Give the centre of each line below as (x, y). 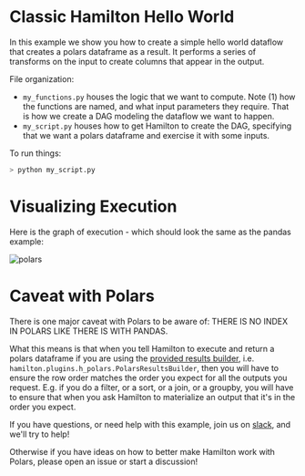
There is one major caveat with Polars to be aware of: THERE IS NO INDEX (149, 321)
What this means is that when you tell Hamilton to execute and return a (142, 348)
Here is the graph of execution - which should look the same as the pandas (150, 232)
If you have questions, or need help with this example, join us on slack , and (150, 424)
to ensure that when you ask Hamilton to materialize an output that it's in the (152, 397)
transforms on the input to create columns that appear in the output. (137, 61)
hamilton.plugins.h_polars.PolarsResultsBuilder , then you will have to (144, 367)
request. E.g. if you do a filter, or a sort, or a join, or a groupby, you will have (152, 387)
